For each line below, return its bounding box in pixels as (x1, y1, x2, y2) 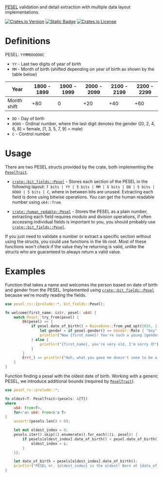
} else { (31, 337, 49, 342)
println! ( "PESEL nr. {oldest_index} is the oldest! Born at (14, 463, 138, 468)
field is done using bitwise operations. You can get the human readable (12, 194, 154, 200)
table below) (12, 71, 37, 77)
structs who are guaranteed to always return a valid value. (5, 249, 121, 254)
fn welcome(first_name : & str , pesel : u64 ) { (5, 310, 97, 315)
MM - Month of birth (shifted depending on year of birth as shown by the (12, 66, 154, 72)
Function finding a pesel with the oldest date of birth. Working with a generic (5, 373, 158, 379)
